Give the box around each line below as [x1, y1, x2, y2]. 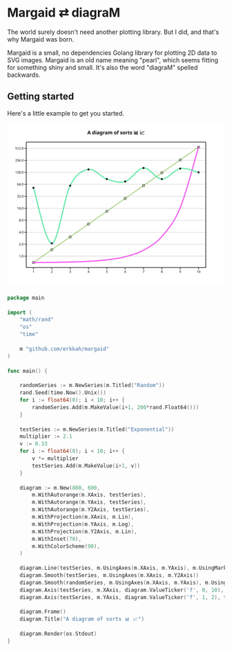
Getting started [7, 91, 75, 102]
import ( [7, 309, 32, 316]
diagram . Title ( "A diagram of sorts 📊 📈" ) [19, 616, 145, 623]
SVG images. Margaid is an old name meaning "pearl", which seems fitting [7, 55, 219, 64]
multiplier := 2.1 [19, 433, 72, 440]
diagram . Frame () [19, 608, 67, 616]
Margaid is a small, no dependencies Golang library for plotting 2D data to [7, 48, 217, 57]
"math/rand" [19, 316, 54, 323]
